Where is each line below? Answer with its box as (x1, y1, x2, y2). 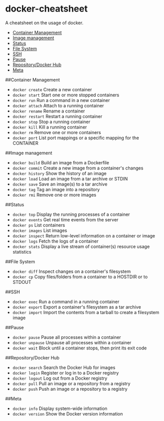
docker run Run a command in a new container (12, 97, 110, 103)
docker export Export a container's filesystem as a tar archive (12, 304, 141, 310)
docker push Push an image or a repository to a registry (12, 386, 128, 392)
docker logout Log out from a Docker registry (12, 375, 107, 381)
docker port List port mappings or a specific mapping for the (12, 135, 139, 141)
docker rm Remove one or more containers (12, 129, 101, 135)
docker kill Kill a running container (12, 124, 87, 130)
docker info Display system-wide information (12, 405, 107, 411)
